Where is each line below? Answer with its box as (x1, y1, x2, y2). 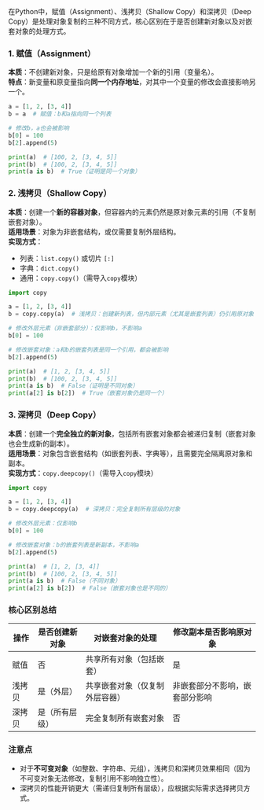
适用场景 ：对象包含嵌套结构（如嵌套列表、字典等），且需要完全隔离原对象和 (8, 448, 253, 458)
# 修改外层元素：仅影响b (8, 520, 78, 528)
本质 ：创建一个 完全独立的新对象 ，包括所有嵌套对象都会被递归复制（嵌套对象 (8, 429, 256, 438)
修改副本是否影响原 (172, 627, 244, 638)
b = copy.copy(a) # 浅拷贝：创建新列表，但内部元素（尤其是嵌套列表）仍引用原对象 (8, 310, 254, 318)
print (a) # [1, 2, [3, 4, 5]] (8, 367, 111, 375)
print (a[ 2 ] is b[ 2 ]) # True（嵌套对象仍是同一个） (8, 389, 168, 397)
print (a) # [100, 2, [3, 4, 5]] (8, 153, 118, 161)
